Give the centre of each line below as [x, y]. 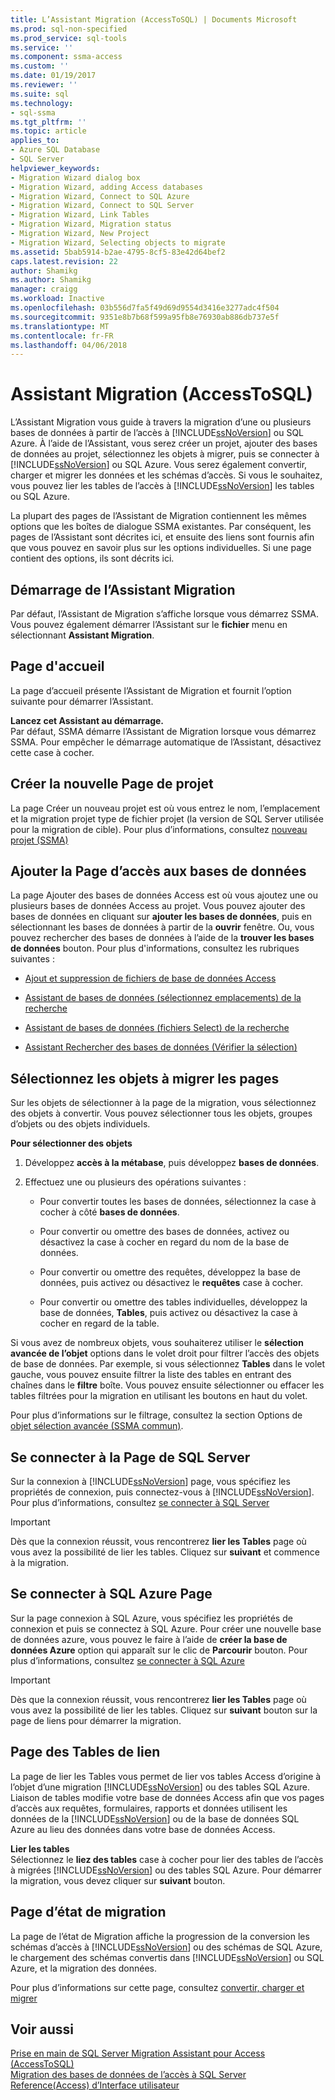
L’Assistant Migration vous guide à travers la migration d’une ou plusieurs [161, 422]
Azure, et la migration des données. [83, 1968]
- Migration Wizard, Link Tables [80, 215]
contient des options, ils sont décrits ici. [92, 558]
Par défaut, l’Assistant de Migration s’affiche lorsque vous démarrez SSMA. [165, 614]
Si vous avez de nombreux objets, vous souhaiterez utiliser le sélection [157, 1343]
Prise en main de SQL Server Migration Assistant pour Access [138, 2053]
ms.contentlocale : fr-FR [62, 336]
